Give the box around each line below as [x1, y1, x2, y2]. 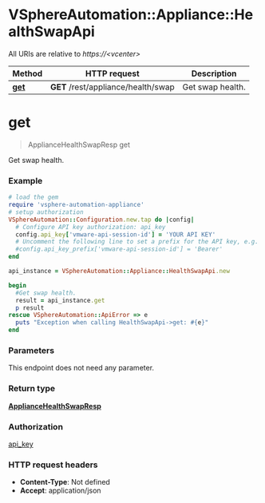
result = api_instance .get [15, 296, 105, 304]
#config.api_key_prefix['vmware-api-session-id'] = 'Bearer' [15, 245, 223, 253]
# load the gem [8, 193, 59, 201]
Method [12, 68, 43, 79]
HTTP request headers [8, 459, 98, 470]
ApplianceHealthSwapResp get [27, 140, 130, 149]
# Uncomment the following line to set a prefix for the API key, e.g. [15, 238, 259, 246]
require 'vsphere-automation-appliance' [8, 201, 145, 209]
